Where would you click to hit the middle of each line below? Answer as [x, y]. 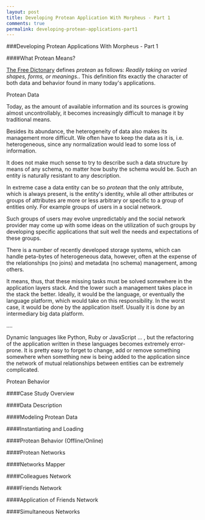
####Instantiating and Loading [45, 429]
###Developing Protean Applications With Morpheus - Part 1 [82, 46]
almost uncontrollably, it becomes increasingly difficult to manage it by [95, 113]
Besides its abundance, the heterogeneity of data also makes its [87, 131]
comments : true [26, 23]
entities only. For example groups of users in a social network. [85, 207]
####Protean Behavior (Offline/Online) [55, 441]
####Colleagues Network [39, 476]
